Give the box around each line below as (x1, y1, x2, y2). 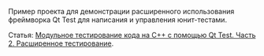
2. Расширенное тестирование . (8, 39, 114, 48)
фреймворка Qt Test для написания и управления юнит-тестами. (8, 15, 227, 24)
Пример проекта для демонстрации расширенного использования (8, 7, 235, 16)
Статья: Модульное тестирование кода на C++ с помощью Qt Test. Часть (8, 31, 256, 39)
